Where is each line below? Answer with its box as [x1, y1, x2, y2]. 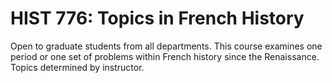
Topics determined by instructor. [10, 61, 145, 73]
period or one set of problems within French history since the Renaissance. [10, 50, 320, 62]
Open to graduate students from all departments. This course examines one [10, 40, 323, 52]
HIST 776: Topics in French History [10, 7, 305, 30]
